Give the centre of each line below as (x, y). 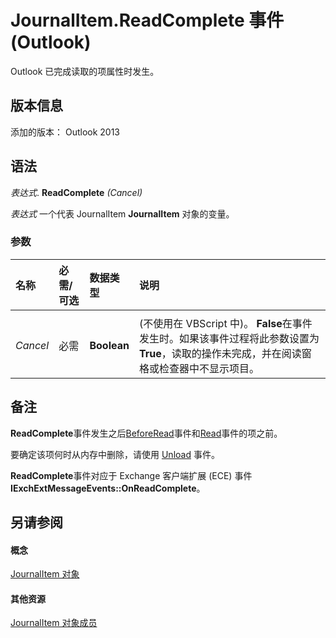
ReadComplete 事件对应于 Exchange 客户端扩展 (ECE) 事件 (131, 475)
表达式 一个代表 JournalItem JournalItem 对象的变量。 (122, 213)
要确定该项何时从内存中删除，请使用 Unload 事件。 (115, 454)
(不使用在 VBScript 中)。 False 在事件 (226, 323)
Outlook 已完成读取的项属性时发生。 (85, 71)
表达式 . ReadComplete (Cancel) (76, 192)
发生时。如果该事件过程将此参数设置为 (229, 338)
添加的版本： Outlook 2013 (65, 132)
